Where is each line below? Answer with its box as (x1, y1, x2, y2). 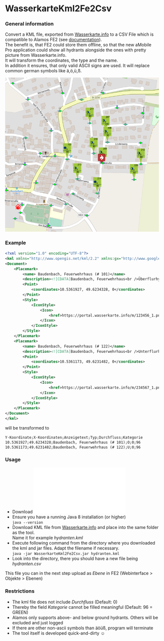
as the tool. (12, 529, 35, 536)
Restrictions (5, 588, 35, 595)
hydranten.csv (12, 561, 41, 567)
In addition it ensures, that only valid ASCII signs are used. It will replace (5, 63, 150, 69)
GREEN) (12, 609, 28, 615)
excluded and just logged (12, 619, 63, 625)
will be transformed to (5, 425, 50, 431)
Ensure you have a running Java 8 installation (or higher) (12, 514, 126, 520)
